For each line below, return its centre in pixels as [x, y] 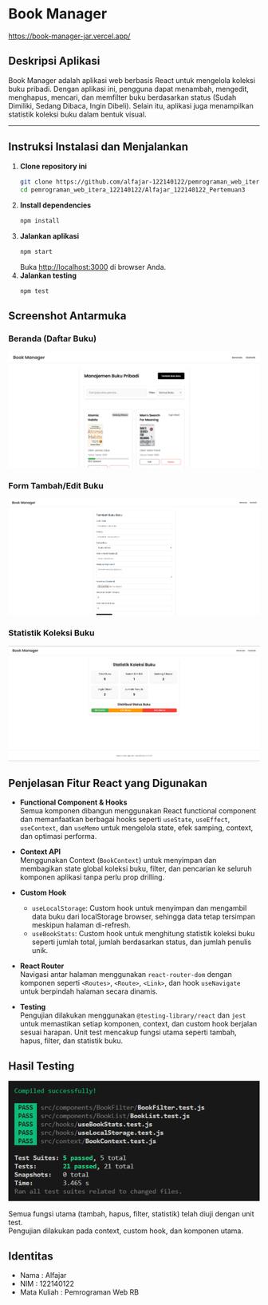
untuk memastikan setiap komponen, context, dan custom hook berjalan [138, 1024]
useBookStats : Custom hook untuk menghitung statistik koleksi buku [143, 934]
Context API [40, 852]
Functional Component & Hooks [73, 802]
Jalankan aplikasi [49, 236]
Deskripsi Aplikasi [54, 61]
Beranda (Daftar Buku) [53, 338]
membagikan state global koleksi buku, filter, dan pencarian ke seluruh [136, 869]
